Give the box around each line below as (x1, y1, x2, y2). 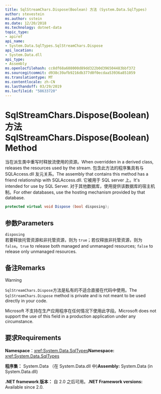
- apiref (5, 35, 23, 39)
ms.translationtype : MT (5, 75, 53, 80)
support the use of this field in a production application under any (5, 313, 136, 319)
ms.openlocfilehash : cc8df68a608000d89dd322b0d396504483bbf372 (5, 66, 136, 71)
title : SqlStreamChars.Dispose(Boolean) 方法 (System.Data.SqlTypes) (5, 7, 147, 12)
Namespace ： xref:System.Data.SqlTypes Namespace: (5, 347, 115, 353)
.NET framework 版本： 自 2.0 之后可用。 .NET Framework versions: (5, 378, 143, 384)
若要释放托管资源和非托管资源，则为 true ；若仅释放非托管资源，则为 (5, 237, 143, 243)
